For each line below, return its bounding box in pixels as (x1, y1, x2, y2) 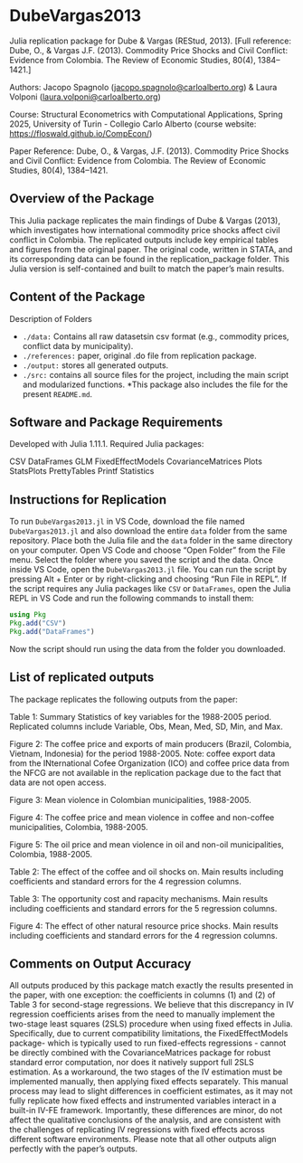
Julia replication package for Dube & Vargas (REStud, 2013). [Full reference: (9, 35, 292, 46)
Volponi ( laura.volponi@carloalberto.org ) (9, 91, 161, 102)
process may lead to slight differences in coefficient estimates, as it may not (9, 1086, 293, 1097)
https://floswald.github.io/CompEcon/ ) (9, 128, 153, 138)
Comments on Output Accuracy (9, 956, 192, 972)
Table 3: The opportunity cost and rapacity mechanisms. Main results (9, 893, 269, 904)
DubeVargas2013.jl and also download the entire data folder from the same (9, 525, 288, 536)
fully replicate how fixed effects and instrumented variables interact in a (9, 1095, 277, 1106)
